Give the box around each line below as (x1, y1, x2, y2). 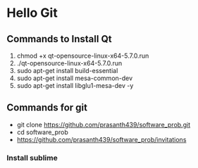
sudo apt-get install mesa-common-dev (16, 74, 133, 82)
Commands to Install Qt (6, 33, 112, 45)
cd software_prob (16, 128, 68, 136)
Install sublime (6, 153, 58, 162)
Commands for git (6, 102, 87, 114)
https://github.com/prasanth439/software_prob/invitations (16, 135, 187, 143)
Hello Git (6, 5, 58, 21)
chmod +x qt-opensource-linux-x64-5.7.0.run (16, 51, 149, 60)
